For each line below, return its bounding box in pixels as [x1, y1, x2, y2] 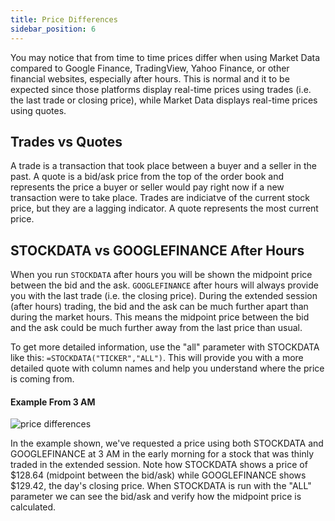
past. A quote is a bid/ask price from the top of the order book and [10, 171, 284, 183]
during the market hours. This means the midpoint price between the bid [10, 311, 310, 323]
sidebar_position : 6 [10, 24, 97, 34]
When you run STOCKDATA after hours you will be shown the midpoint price [10, 269, 313, 281]
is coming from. [10, 373, 75, 385]
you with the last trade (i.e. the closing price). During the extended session [10, 290, 318, 302]
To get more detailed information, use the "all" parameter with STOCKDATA [10, 341, 320, 353]
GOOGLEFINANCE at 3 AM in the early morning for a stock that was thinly [10, 448, 315, 460]
